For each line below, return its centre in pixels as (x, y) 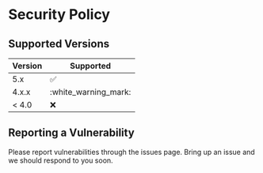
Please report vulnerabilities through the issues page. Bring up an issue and (131, 152)
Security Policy (59, 15)
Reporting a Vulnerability (71, 133)
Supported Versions (59, 44)
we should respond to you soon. (61, 160)
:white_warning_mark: (91, 92)
